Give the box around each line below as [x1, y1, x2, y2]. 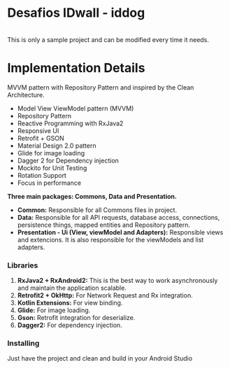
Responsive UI [17, 126, 59, 134]
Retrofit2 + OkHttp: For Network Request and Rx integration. [17, 291, 194, 300]
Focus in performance [17, 179, 82, 187]
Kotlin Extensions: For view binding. [17, 299, 123, 307]
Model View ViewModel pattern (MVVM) [17, 104, 134, 113]
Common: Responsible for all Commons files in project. [17, 205, 177, 214]
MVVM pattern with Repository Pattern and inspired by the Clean [7, 83, 194, 92]
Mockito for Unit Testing [17, 163, 87, 172]
